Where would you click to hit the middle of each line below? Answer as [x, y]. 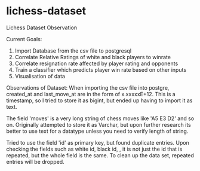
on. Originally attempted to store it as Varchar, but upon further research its [99, 124]
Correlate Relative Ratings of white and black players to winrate [93, 57]
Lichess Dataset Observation [42, 28]
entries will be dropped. [35, 161]
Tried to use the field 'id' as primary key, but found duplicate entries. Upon [98, 142]
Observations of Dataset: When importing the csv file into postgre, [88, 87]
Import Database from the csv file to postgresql [73, 51]
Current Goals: [24, 39]
